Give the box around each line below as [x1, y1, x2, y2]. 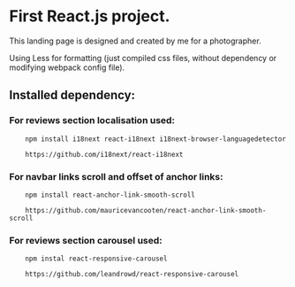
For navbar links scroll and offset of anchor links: [9, 170, 223, 182]
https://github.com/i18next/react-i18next [25, 150, 184, 159]
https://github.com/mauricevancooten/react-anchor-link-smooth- [25, 206, 267, 214]
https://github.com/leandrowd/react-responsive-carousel [25, 270, 239, 279]
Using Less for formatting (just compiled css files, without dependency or [9, 52, 277, 63]
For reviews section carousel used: [9, 234, 163, 246]
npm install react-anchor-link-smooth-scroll [25, 190, 196, 199]
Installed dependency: [9, 88, 135, 103]
